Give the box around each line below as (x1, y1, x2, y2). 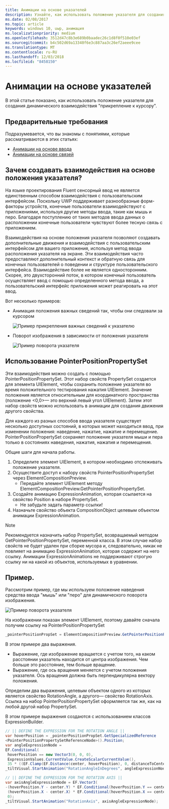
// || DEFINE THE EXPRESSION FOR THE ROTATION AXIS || (5, 775, 123, 780)
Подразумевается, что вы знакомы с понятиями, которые (5, 131, 130, 137)
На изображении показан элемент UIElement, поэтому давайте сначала (5, 617, 160, 623)
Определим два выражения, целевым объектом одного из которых (5, 687, 151, 694)
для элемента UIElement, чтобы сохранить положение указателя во (5, 381, 151, 387)
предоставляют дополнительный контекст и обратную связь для (5, 256, 145, 262)
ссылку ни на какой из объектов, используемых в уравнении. (5, 559, 138, 565)
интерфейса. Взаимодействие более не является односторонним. (5, 266, 148, 273)
